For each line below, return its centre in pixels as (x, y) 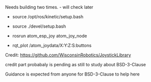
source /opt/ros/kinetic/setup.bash (48, 17)
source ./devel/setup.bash (39, 26)
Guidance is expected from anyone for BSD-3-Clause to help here (73, 74)
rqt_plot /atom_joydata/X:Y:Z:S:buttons (52, 45)
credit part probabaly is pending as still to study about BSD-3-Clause (75, 64)
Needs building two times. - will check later (49, 7)
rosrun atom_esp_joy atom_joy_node (50, 36)
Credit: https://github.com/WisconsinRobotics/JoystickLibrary (68, 55)
